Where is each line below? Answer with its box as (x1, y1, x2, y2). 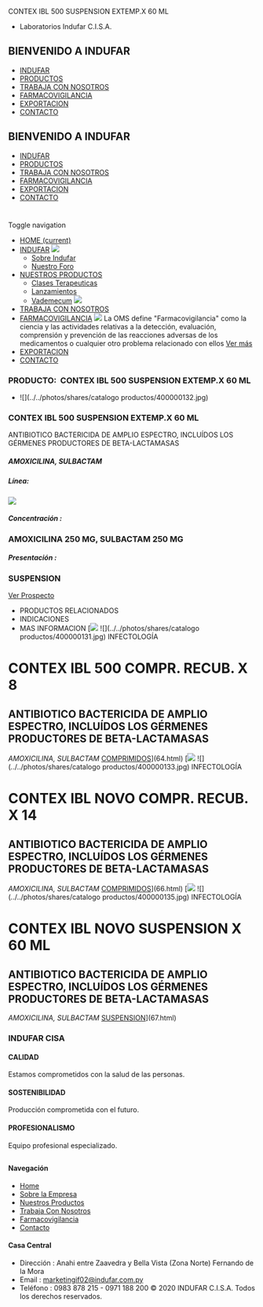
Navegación (8, 1163, 49, 1173)
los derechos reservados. (19, 1291, 103, 1301)
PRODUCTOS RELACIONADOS (19, 606, 119, 615)
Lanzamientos (31, 286, 77, 296)
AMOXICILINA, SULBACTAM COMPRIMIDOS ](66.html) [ (8, 884, 188, 894)
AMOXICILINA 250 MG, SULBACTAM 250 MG (8, 534, 184, 545)
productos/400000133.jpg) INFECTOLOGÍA (101, 762, 242, 772)
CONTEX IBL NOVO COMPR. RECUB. (8, 790, 249, 808)
